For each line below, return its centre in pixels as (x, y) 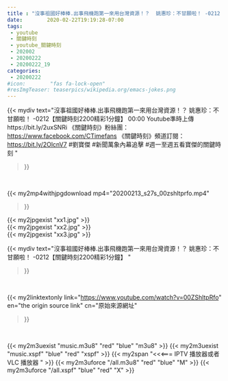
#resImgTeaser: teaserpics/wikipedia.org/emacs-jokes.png (91, 90)
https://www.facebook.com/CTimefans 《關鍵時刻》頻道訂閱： (96, 136)
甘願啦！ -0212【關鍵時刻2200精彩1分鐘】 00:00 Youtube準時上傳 (101, 119)
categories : (24, 71)
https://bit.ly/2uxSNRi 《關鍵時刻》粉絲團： (68, 127)
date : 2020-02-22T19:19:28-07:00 (66, 20)
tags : (15, 26)
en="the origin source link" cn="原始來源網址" (72, 306)
